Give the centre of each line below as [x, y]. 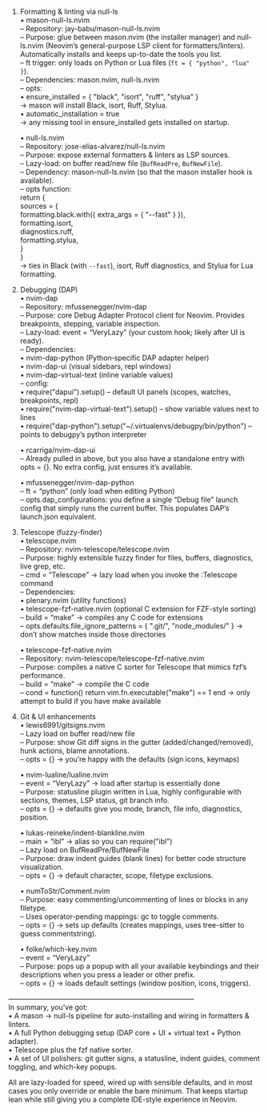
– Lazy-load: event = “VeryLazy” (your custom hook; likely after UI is [132, 332]
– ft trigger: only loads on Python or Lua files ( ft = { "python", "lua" [135, 63]
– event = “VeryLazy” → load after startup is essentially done [120, 783]
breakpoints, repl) [49, 400]
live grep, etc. [42, 566]
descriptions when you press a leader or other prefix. [108, 975]
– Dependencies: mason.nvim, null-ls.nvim [90, 80]
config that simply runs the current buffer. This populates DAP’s [124, 508]
